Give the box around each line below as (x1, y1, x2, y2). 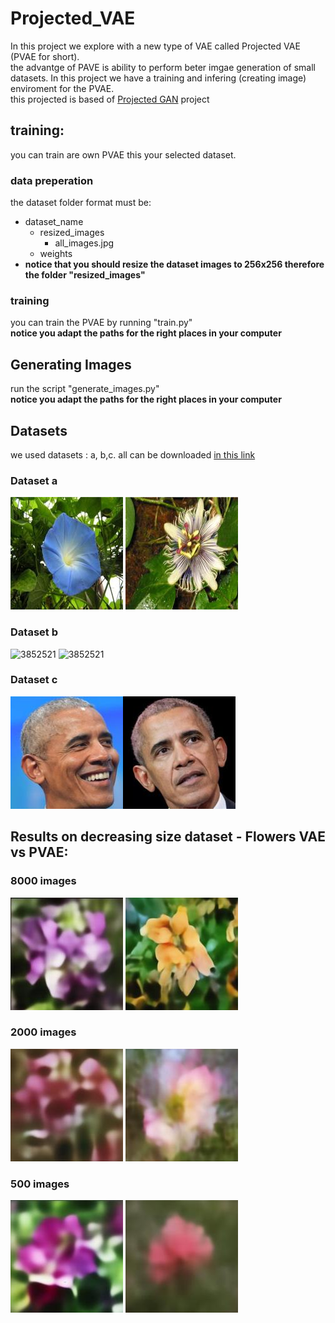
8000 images (10, 874, 77, 888)
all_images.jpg (54, 237, 115, 249)
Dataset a (10, 473, 58, 487)
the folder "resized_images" (24, 269, 146, 281)
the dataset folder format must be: (10, 197, 152, 209)
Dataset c (10, 673, 58, 687)
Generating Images (10, 356, 132, 373)
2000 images (10, 1025, 77, 1039)
